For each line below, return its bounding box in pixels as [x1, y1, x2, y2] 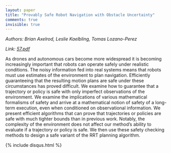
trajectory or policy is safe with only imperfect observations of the [5, 88, 145, 95]
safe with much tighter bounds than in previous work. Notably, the [5, 116, 145, 122]
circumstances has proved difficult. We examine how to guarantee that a [5, 83, 159, 89]
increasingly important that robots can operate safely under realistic [5, 61, 149, 67]
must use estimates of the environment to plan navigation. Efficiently [5, 72, 150, 79]
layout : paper [5, 7, 36, 13]
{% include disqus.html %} [5, 142, 62, 148]
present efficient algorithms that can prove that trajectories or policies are [5, 110, 162, 117]
